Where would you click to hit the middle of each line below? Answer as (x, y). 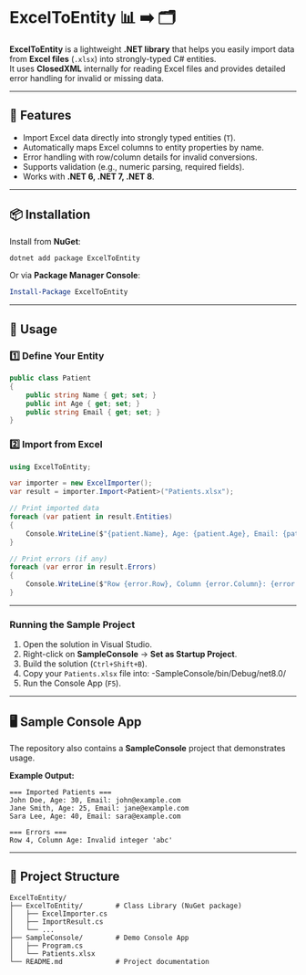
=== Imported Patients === (61, 792)
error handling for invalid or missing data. (87, 78)
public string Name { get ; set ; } (91, 395)
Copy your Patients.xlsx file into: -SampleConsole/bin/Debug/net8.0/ (154, 674)
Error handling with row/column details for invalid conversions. (140, 157)
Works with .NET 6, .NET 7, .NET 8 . (88, 176)
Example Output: (42, 776)
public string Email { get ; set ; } (93, 412)
